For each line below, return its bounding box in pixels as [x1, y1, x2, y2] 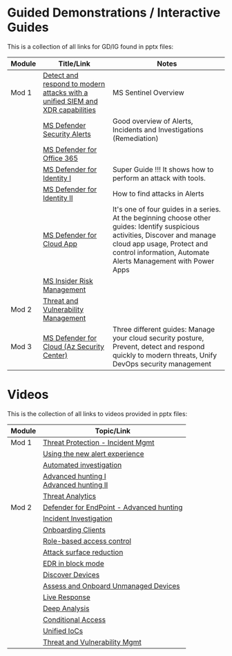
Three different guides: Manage [113, 324, 215, 334]
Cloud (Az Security [42, 341, 105, 351]
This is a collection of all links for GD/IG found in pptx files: [7, 42, 174, 50]
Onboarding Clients [42, 525, 106, 534]
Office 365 [42, 153, 78, 163]
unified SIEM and [42, 96, 98, 106]
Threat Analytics [42, 491, 97, 500]
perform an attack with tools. [113, 173, 206, 182]
